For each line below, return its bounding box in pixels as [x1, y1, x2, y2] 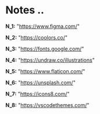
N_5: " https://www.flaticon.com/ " [5, 67, 85, 74]
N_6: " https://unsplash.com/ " [5, 79, 76, 86]
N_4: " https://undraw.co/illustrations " [5, 56, 95, 63]
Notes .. [5, 3, 45, 17]
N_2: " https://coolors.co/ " [5, 34, 68, 41]
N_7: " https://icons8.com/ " [5, 90, 70, 97]
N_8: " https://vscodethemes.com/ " [5, 101, 90, 108]
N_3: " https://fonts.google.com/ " [5, 45, 84, 52]
